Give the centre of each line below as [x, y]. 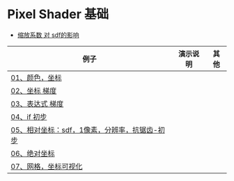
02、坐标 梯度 [34, 90]
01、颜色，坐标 [36, 77]
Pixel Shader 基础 [58, 14]
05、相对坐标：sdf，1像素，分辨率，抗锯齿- [84, 129]
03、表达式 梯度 [37, 104]
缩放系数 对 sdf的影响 [48, 35]
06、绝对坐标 [33, 153]
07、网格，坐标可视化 [47, 166]
